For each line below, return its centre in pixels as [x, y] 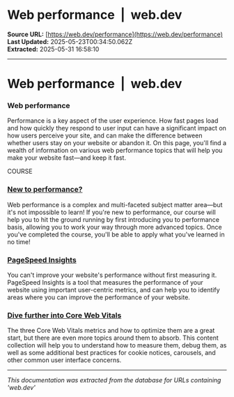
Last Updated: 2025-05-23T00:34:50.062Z [70, 41]
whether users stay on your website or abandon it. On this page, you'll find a [117, 143]
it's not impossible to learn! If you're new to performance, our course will [111, 212]
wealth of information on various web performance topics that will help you [115, 151]
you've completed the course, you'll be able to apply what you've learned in [116, 234]
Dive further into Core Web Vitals [64, 315]
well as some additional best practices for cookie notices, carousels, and [111, 353]
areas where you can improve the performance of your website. [99, 297]
